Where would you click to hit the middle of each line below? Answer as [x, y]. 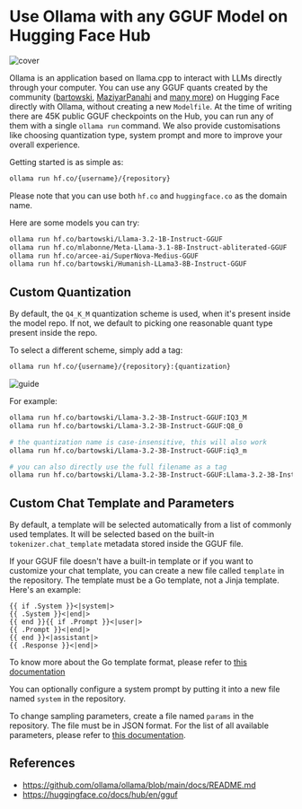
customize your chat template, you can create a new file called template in [147, 571]
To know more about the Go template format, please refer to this [128, 663]
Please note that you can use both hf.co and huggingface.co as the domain [148, 196]
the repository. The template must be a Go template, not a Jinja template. [145, 580]
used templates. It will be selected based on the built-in [112, 534]
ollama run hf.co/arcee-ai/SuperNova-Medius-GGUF [104, 256]
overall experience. [45, 145]
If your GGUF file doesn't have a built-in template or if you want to [131, 561]
